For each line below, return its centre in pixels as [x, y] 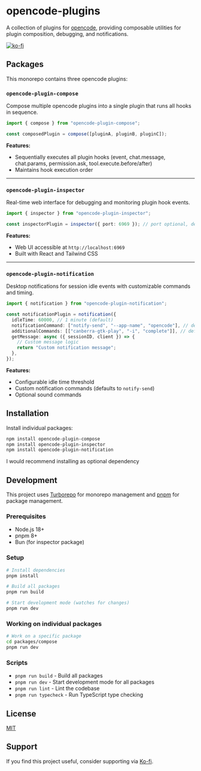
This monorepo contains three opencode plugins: [67, 78]
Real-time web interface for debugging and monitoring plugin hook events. [98, 202]
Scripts [17, 663]
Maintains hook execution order [54, 169]
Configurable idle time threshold [54, 382]
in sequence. [22, 113]
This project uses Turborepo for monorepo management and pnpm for [93, 494]
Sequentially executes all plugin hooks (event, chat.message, [90, 157]
